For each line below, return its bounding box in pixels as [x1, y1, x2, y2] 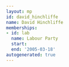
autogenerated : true [6, 52, 56, 58]
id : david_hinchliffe [6, 14, 59, 20]
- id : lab [6, 30, 30, 36]
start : [11, 41, 27, 47]
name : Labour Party [11, 36, 59, 41]
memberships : [6, 24, 38, 31]
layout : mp [6, 8, 32, 15]
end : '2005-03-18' [11, 47, 56, 52]
